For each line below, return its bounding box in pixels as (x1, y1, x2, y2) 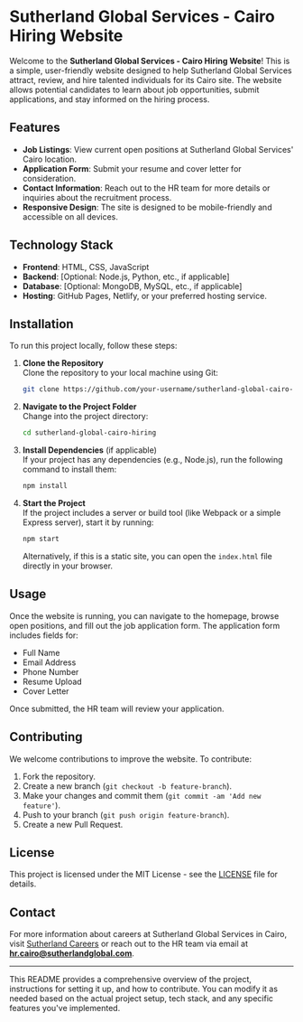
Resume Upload (22, 676, 83, 687)
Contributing (9, 729, 83, 745)
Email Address (22, 657, 77, 668)
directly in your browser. (22, 560, 114, 571)
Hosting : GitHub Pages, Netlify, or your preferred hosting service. (22, 290, 268, 301)
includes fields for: (9, 630, 78, 641)
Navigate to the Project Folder (22, 401, 137, 412)
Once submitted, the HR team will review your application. (9, 703, 225, 714)
